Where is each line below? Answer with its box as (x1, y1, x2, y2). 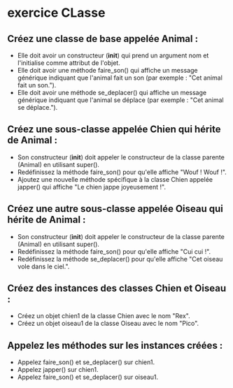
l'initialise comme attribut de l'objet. (17, 59, 120, 67)
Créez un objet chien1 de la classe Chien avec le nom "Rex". (17, 312, 190, 320)
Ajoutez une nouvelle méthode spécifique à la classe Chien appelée (17, 175, 213, 183)
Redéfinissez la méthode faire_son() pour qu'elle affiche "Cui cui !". (17, 247, 211, 256)
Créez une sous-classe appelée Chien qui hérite (7, 124, 221, 136)
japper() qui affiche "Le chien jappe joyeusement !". (17, 182, 167, 191)
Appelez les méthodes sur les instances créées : (7, 339, 223, 351)
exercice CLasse (7, 5, 106, 21)
